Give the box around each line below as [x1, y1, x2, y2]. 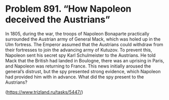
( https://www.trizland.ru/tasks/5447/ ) [5, 89, 83, 95]
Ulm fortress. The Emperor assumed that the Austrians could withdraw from [5, 41, 163, 47]
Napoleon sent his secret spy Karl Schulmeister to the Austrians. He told [5, 52, 156, 58]
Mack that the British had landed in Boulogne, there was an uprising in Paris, [5, 57, 164, 63]
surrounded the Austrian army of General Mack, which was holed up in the [5, 36, 161, 42]
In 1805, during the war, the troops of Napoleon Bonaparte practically [5, 30, 150, 37]
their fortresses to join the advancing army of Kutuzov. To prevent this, [5, 47, 152, 53]
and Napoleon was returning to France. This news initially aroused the [5, 63, 151, 69]
